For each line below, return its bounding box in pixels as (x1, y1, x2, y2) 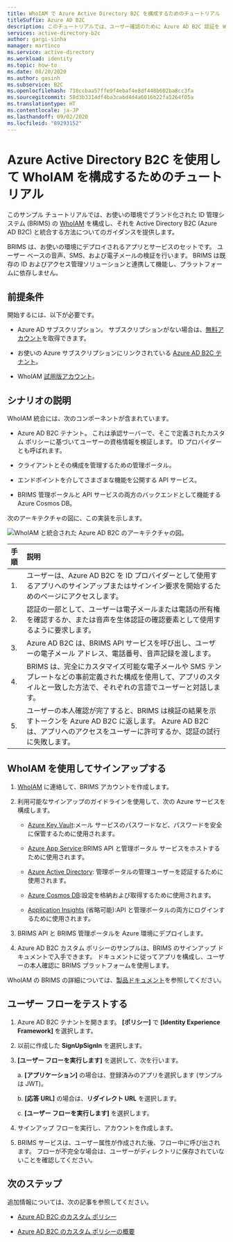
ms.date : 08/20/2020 (7, 68, 67, 75)
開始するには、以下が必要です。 (7, 311, 98, 319)
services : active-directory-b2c (7, 29, 101, 37)
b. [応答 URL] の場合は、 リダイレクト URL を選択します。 (17, 1094, 180, 1103)
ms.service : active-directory (7, 49, 95, 56)
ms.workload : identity (7, 55, 73, 62)
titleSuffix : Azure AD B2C (7, 17, 85, 24)
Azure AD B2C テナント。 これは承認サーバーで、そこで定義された (17, 429, 207, 438)
